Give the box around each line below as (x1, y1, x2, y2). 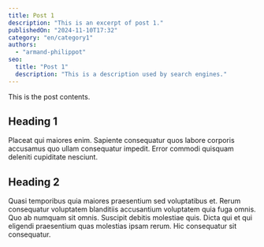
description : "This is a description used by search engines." (15, 70, 227, 78)
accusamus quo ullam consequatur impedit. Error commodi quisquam (8, 144, 234, 154)
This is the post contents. (8, 92, 91, 101)
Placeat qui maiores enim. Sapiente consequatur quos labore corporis (8, 136, 235, 145)
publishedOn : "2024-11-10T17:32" (8, 26, 118, 34)
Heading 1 (8, 115, 58, 129)
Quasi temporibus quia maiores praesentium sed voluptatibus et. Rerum (8, 196, 241, 206)
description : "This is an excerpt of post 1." (8, 19, 164, 27)
